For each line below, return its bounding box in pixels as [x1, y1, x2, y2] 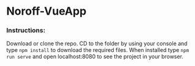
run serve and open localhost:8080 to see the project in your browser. [6, 53, 183, 61]
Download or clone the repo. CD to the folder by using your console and [6, 40, 188, 47]
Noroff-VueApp [6, 4, 87, 18]
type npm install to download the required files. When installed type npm [6, 46, 189, 54]
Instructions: [6, 26, 46, 35]
